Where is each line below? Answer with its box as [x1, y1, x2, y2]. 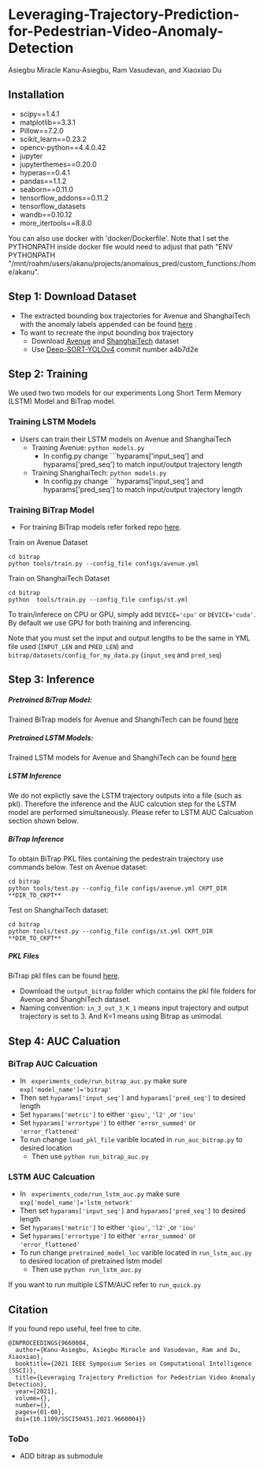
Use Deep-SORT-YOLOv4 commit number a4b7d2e [31, 344, 199, 354]
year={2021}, [15, 1387, 58, 1395]
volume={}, [15, 1395, 51, 1402]
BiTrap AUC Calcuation [8, 1058, 99, 1069]
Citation [8, 1303, 49, 1316]
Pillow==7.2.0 [19, 126, 65, 135]
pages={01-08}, [15, 1408, 65, 1416]
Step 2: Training [8, 367, 88, 381]
